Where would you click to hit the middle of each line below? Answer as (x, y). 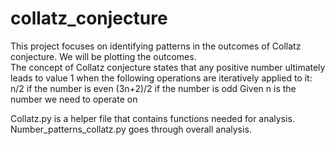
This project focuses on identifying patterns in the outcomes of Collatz (156, 46)
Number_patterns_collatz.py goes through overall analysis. (131, 129)
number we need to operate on (74, 99)
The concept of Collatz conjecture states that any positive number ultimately (168, 67)
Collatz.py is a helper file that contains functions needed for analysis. (152, 118)
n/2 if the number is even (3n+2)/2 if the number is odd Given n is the (153, 88)
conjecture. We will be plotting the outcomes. (103, 56)
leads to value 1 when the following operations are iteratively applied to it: (161, 78)
